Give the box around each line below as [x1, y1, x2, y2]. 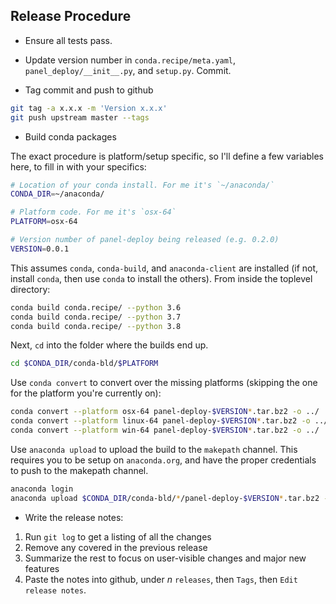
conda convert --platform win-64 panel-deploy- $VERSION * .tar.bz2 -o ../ [10, 425, 320, 436]
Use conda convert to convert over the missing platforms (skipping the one [10, 377, 318, 389]
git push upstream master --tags [10, 112, 150, 123]
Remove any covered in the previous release [24, 541, 208, 553]
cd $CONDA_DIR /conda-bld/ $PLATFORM [10, 359, 159, 369]
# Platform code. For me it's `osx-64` [10, 207, 177, 218]
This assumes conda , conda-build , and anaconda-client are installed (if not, [10, 262, 319, 274]
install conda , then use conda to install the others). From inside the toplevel [10, 272, 313, 284]
